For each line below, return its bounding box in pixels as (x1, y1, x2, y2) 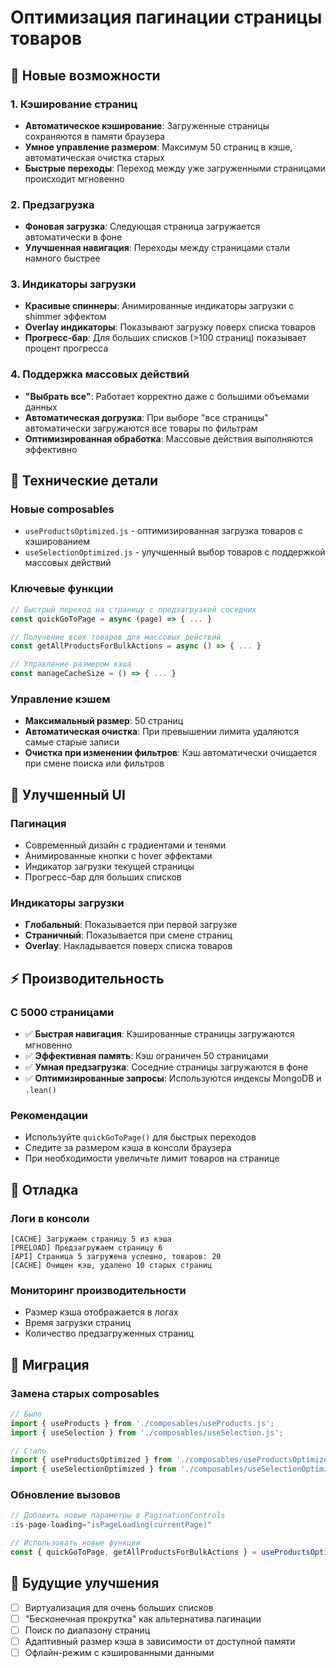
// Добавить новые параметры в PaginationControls (10, 1511, 226, 1521)
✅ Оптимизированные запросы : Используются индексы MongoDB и (24, 1072, 322, 1084)
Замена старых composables (10, 1386, 160, 1400)
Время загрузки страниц (24, 1317, 132, 1329)
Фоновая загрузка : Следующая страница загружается (24, 221, 261, 233)
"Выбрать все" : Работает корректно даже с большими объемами (24, 390, 310, 402)
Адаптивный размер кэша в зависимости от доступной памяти (24, 1635, 296, 1647)
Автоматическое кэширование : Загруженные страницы (24, 119, 270, 131)
